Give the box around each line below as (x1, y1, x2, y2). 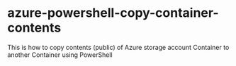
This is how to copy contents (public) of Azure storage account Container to (7, 43, 230, 51)
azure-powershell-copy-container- (7, 5, 219, 21)
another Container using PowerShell (7, 51, 113, 59)
